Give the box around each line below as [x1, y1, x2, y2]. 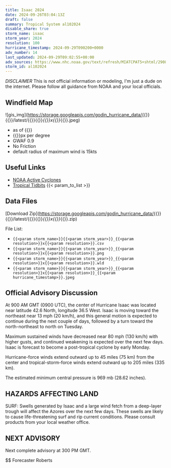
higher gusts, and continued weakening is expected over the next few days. [5, 339, 164, 345]
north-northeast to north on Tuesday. [5, 324, 83, 330]
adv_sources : [5, 59, 33, 65]
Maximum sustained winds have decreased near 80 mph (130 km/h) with [5, 333, 158, 339]
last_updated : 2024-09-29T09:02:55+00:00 [5, 54, 95, 60]
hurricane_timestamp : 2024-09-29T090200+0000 [5, 45, 103, 50]
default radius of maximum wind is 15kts [12, 148, 97, 154]
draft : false [5, 17, 33, 22]
